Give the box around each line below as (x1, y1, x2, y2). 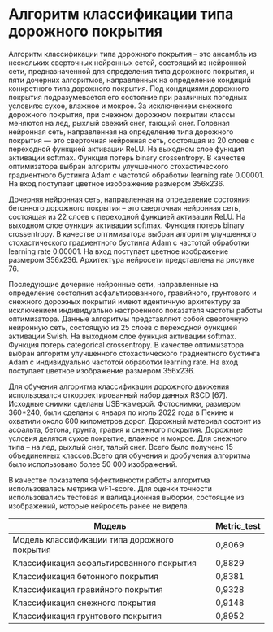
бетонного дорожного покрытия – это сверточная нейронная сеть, (8, 203, 241, 212)
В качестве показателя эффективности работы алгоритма (8, 475, 210, 485)
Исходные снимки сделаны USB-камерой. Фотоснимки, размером (8, 399, 241, 408)
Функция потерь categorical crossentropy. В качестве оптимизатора (8, 339, 245, 350)
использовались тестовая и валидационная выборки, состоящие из (8, 492, 245, 502)
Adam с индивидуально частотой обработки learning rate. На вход (8, 357, 238, 367)
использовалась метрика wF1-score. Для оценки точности (8, 483, 213, 493)
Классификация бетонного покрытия (12, 570, 158, 582)
